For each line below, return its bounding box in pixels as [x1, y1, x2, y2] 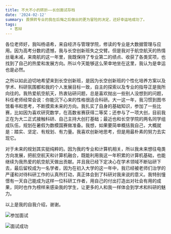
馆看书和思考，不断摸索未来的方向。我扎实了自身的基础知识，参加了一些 [5, 103, 157, 109]
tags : [5, 21, 17, 27]
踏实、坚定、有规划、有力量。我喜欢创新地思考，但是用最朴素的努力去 [14, 129, 161, 135]
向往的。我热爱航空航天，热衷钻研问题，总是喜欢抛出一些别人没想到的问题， [5, 90, 166, 97]
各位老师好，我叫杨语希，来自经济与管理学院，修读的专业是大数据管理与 [5, 41, 157, 48]
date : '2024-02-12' [5, 12, 47, 17]
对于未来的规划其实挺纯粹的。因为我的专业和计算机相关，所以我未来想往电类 [5, 146, 166, 152]
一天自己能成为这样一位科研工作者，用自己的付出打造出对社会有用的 [14, 178, 157, 184]
